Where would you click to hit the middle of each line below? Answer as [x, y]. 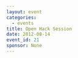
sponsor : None [24, 46]
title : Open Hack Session [39, 29]
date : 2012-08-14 [28, 34]
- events [23, 23]
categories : [21, 18]
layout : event [24, 12]
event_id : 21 [23, 40]
